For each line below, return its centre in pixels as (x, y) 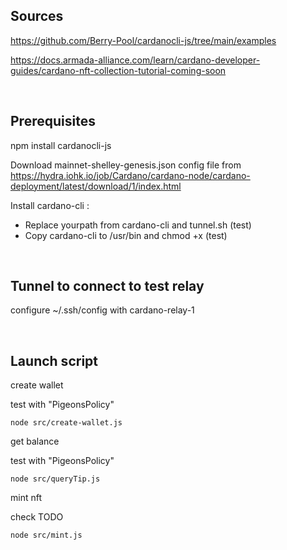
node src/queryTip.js (55, 479)
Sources (37, 16)
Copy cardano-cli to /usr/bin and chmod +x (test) (126, 235)
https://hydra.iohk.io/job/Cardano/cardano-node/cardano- (130, 175)
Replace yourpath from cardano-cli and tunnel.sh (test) (138, 225)
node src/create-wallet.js (66, 423)
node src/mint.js (46, 535)
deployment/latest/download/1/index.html (96, 186)
